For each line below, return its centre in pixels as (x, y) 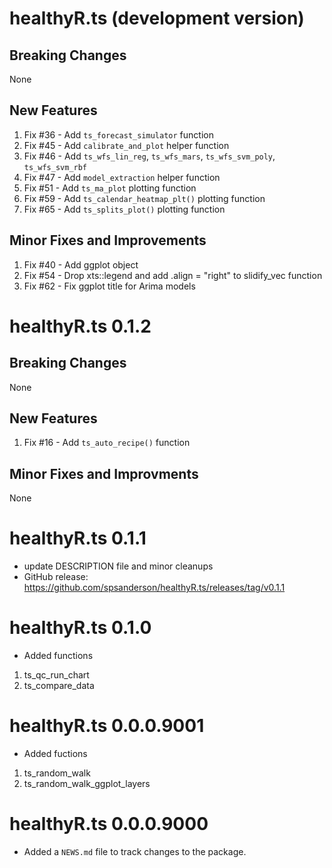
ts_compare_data (59, 686)
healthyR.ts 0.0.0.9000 (109, 824)
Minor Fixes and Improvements (108, 240)
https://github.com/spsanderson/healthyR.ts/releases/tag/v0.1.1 (154, 588)
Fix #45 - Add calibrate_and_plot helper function (126, 145)
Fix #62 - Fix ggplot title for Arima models (109, 286)
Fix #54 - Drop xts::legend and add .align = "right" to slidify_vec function (173, 275)
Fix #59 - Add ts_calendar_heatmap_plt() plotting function (144, 198)
